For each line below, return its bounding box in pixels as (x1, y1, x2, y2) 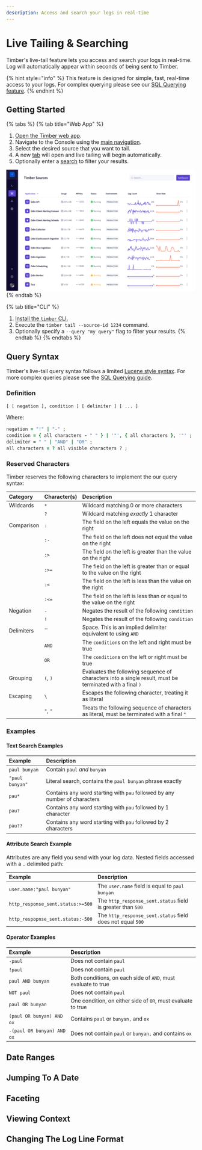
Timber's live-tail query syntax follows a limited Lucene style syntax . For (6, 368, 186, 375)
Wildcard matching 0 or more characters (82, 501, 182, 509)
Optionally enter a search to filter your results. (14, 158, 129, 165)
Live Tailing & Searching (6, 36, 129, 50)
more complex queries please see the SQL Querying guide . (6, 374, 153, 382)
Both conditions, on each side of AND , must (70, 974, 176, 981)
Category (8, 493, 33, 500)
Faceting (6, 1093, 40, 1104)
